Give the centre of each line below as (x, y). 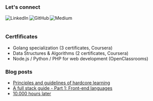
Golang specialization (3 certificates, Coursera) (62, 48)
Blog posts (19, 72)
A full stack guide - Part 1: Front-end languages (62, 88)
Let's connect (23, 7)
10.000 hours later (32, 93)
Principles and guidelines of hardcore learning (61, 83)
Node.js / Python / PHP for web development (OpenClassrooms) (80, 58)
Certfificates (21, 37)
